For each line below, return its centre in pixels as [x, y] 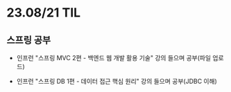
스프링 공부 [29, 40]
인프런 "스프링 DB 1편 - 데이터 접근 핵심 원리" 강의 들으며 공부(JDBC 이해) [117, 81]
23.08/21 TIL [44, 13]
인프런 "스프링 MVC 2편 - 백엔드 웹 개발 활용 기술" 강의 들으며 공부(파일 [114, 58]
